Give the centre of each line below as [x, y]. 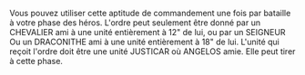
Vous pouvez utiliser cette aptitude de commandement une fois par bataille [150, 13]
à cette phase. [36, 61]
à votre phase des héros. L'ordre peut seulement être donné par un [135, 23]
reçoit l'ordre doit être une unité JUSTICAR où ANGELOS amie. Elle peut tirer [152, 52]
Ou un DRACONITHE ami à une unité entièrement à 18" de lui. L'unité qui [144, 42]
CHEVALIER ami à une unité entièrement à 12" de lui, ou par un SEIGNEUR [147, 32]
